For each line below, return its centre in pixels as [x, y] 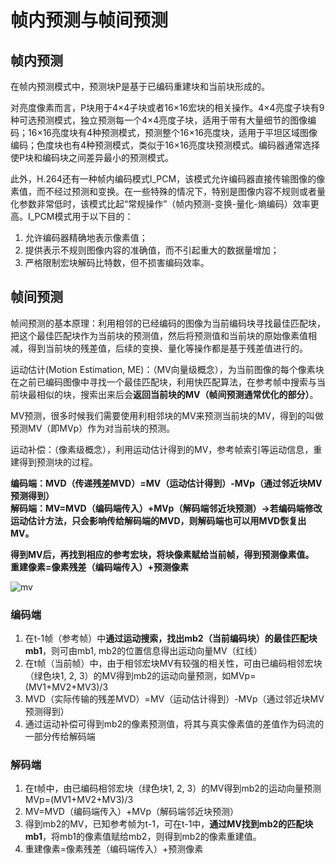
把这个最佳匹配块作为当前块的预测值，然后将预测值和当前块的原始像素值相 [163, 335]
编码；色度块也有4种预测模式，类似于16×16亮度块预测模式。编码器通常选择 [165, 145]
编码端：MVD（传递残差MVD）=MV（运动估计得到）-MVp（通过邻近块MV [166, 483]
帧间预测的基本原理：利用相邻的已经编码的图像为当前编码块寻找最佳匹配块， [168, 323]
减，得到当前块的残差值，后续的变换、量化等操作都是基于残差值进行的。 [159, 348]
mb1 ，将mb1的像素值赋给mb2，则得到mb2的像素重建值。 [143, 837]
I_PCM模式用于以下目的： [80, 216]
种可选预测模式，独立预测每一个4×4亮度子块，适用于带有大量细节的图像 [159, 120]
